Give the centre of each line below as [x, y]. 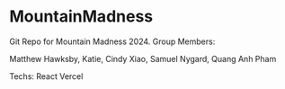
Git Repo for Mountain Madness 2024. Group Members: [112, 41]
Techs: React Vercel [46, 76]
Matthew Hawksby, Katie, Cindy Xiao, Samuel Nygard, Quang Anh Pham [143, 58]
